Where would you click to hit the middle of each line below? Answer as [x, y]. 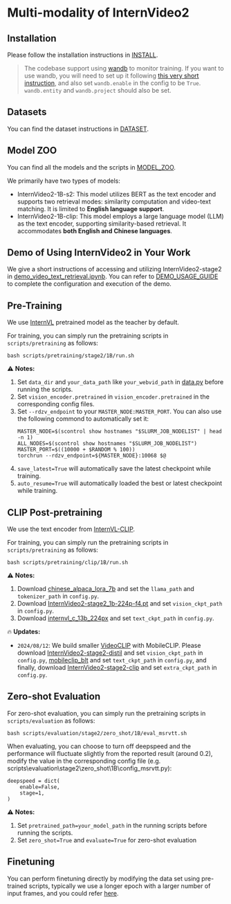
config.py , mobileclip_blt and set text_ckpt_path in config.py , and [112, 660]
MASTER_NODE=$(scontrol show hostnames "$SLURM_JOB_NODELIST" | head [120, 432]
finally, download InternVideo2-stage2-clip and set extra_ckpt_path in [117, 668]
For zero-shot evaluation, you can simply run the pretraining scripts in [107, 713]
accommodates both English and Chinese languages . [95, 230]
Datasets [27, 112]
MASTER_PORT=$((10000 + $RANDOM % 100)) [76, 450]
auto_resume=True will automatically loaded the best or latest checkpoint [120, 483]
